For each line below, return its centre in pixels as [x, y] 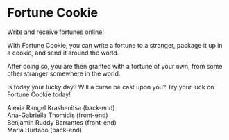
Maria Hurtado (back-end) [44, 130]
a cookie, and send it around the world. [63, 53]
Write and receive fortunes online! [56, 32]
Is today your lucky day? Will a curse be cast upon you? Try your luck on [111, 87]
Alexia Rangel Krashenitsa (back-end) [61, 107]
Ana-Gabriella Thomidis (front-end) [58, 115]
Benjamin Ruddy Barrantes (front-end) [62, 122]
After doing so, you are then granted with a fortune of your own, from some [115, 66]
